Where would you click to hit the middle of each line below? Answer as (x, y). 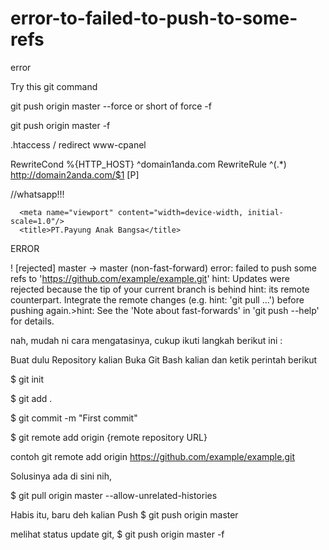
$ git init (27, 379)
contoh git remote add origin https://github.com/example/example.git (152, 456)
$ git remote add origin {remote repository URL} (109, 437)
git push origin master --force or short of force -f (111, 106)
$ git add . (31, 398)
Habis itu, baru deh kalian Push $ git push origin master (124, 514)
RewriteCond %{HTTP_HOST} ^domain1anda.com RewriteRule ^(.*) (148, 164)
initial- (265, 212)
